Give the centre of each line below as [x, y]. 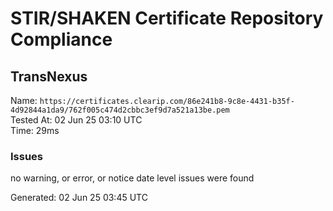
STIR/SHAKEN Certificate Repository [167, 18]
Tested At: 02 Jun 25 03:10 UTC [76, 120]
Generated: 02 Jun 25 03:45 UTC [79, 198]
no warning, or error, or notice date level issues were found [132, 178]
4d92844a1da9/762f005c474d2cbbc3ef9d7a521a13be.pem [120, 110]
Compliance [61, 39]
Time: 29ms [35, 130]
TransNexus [49, 76]
